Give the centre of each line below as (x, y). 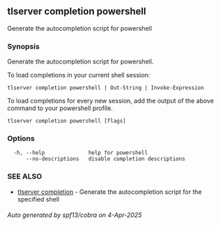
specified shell (38, 199)
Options (21, 139)
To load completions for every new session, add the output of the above (110, 101)
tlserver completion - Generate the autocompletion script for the (109, 192)
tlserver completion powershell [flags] (67, 121)
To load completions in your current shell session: (79, 75)
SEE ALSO (25, 176)
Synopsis (23, 46)
